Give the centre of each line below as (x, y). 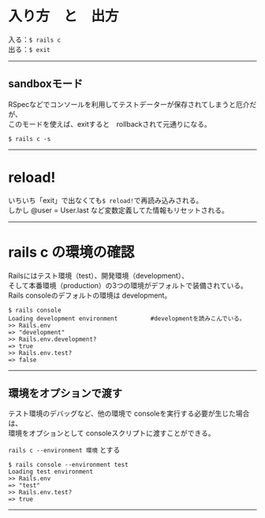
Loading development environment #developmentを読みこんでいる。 (127, 318)
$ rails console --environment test (68, 465)
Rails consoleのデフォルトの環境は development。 (90, 295)
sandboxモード (46, 84)
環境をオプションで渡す (65, 393)
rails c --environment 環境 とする (64, 450)
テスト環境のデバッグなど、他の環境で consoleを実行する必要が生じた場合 (129, 413)
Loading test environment (50, 472)
